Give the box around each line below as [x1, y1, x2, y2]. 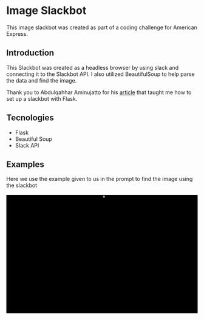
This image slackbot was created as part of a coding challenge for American [6, 24, 197, 31]
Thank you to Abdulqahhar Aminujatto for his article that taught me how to [6, 89, 192, 96]
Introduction [6, 48, 55, 58]
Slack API [15, 141, 39, 149]
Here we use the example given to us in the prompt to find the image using [6, 175, 193, 183]
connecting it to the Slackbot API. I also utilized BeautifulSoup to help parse [6, 70, 195, 78]
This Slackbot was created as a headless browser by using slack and [6, 64, 179, 71]
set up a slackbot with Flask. [6, 95, 78, 102]
